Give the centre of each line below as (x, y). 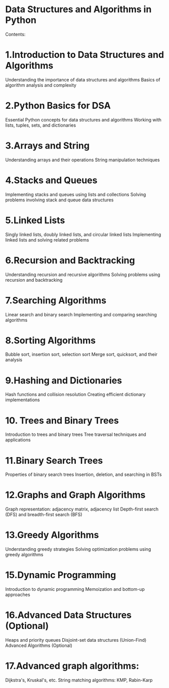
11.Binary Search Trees (54, 460)
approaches (18, 595)
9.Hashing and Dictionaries (64, 380)
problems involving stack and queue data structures (59, 200)
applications (18, 440)
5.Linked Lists (35, 220)
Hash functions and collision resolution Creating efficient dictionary (75, 395)
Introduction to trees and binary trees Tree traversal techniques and (76, 435)
